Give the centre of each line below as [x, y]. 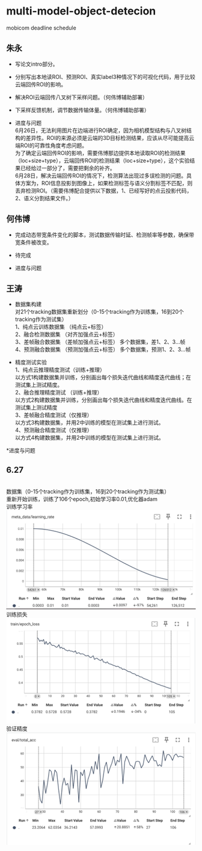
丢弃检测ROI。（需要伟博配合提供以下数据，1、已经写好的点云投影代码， [103, 191]
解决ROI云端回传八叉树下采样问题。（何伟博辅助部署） [81, 97]
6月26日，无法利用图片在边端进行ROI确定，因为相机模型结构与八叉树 [101, 130]
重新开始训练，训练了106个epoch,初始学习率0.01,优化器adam [82, 499]
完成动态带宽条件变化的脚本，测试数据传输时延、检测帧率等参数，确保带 [104, 235]
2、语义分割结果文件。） [44, 198]
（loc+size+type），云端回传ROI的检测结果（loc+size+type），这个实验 [102, 160]
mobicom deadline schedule [41, 28]
